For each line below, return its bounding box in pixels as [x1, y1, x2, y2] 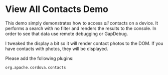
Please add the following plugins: [5, 55, 74, 61]
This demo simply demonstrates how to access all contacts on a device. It [5, 20, 158, 26]
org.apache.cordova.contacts [5, 65, 66, 70]
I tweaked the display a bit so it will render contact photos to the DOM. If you [5, 40, 163, 46]
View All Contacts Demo [5, 3, 109, 15]
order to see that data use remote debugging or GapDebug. [5, 30, 128, 36]
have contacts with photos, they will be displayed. [5, 45, 108, 51]
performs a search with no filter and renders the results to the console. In [5, 25, 156, 31]
